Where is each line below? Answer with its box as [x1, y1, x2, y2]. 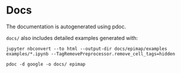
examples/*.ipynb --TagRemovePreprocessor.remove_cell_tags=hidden [6, 51, 176, 57]
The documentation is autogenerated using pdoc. [6, 23, 126, 30]
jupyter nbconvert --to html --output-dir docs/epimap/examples [6, 45, 167, 52]
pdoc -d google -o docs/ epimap [6, 61, 85, 67]
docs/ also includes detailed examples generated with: [6, 34, 139, 41]
